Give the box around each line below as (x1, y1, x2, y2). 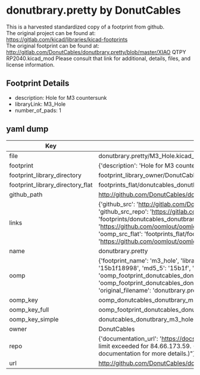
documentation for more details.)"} (98, 349, 195, 357)
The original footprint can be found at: (6, 42, 99, 49)
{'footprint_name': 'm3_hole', (98, 256, 180, 264)
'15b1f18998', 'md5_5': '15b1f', (98, 264, 191, 272)
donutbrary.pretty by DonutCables (6, 4, 181, 17)
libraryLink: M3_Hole (14, 100, 66, 108)
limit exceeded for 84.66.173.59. (98, 342, 192, 350)
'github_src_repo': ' (98, 207, 152, 216)
